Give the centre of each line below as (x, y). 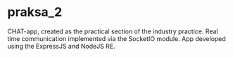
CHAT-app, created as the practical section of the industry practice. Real (113, 31)
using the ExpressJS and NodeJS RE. (62, 46)
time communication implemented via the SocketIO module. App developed (117, 38)
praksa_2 (35, 12)
